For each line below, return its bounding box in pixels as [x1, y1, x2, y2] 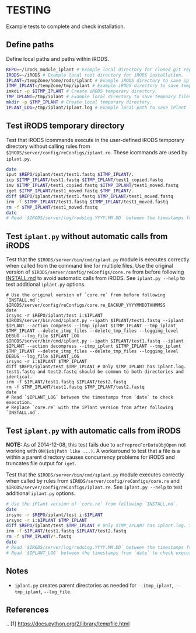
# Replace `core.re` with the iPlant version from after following [6, 404, 174, 411]
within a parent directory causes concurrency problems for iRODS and [6, 454, 175, 461]
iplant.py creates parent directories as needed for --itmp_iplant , [14, 582, 174, 589]
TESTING [6, 4, 51, 17]
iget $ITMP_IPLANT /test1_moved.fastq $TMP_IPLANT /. [6, 188, 134, 194]
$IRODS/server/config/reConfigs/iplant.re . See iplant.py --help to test [6, 483, 183, 490]
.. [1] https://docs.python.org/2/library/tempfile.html [6, 620, 130, 627]
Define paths [6, 40, 54, 50]
